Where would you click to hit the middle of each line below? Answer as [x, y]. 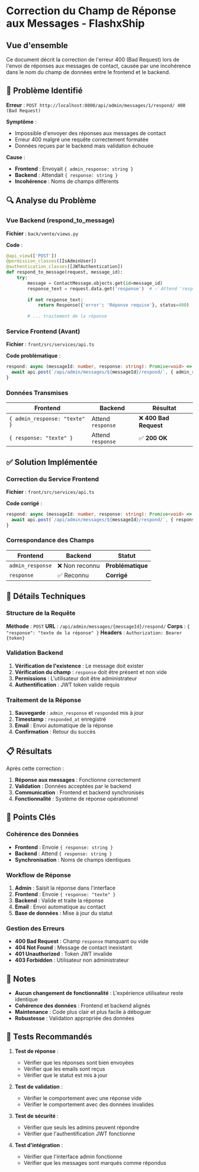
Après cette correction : [35, 768]
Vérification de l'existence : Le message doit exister [79, 666]
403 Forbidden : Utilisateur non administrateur [72, 960]
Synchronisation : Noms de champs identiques [73, 859]
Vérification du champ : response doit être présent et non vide [91, 672]
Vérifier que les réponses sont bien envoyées [79, 1062]
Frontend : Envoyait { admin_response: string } [74, 168]
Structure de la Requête [41, 613]
